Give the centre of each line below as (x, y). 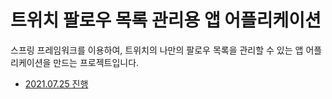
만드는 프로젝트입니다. (96, 62)
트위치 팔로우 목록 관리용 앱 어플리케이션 (166, 20)
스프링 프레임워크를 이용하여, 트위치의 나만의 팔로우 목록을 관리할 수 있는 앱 (157, 50)
